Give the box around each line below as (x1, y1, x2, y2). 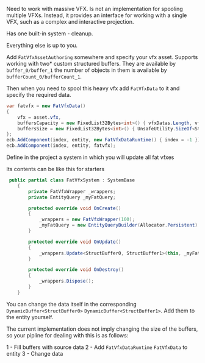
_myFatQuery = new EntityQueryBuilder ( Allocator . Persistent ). (38, 222, 201, 228)
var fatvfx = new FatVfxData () (6, 103, 86, 109)
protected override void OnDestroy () (28, 267, 124, 273)
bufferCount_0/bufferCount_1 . (6, 73, 82, 80)
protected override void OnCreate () (28, 205, 121, 211)
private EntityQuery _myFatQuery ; (28, 194, 116, 200)
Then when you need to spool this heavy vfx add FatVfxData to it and (6, 85, 180, 92)
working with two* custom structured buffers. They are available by (6, 60, 176, 67)
